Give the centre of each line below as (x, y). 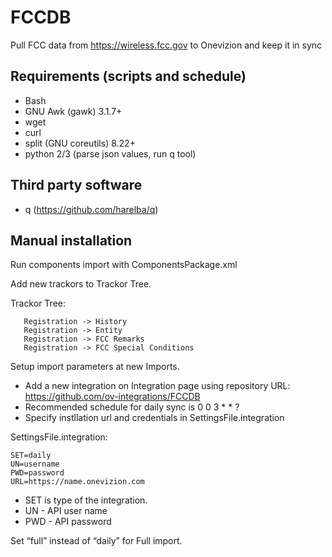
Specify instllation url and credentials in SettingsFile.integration (154, 418)
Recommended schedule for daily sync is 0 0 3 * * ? (132, 407)
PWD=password (37, 473)
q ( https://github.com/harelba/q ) (91, 209)
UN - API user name (66, 511)
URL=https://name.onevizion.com (77, 482)
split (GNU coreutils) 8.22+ (80, 143)
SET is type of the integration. (86, 500)
